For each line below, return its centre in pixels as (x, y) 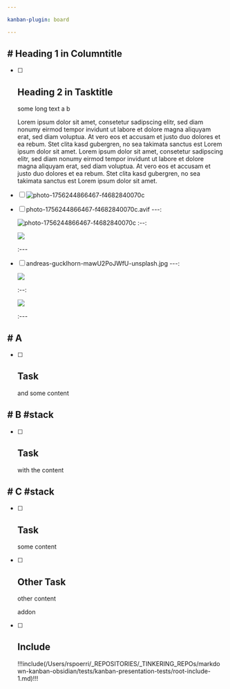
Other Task (41, 582)
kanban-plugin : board (38, 19)
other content (37, 598)
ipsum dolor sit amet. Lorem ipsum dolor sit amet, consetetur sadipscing (120, 151)
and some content (43, 393)
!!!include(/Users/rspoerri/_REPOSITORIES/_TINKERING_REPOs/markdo (118, 663)
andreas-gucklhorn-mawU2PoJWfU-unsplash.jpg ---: (103, 264)
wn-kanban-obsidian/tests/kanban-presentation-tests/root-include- (114, 671)
